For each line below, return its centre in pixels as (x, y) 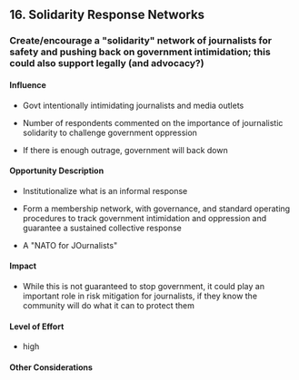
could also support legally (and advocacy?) (107, 63)
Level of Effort (37, 326)
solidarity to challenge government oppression (110, 132)
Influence (28, 84)
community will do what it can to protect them (109, 305)
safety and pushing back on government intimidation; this (140, 52)
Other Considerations (51, 367)
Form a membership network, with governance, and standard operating (156, 209)
